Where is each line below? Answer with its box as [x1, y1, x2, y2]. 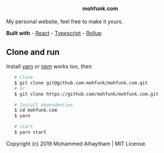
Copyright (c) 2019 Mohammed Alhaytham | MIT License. [6, 140, 147, 147]
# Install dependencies [14, 102, 73, 108]
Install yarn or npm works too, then [6, 63, 92, 70]
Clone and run [6, 47, 60, 57]
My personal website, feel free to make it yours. [6, 18, 123, 25]
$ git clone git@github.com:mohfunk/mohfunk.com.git [14, 79, 148, 86]
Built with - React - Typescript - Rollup [6, 30, 102, 37]
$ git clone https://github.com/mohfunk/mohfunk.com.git [14, 91, 159, 97]
